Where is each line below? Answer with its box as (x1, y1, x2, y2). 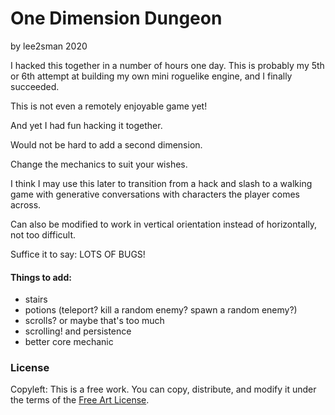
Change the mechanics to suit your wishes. (10, 158, 188, 170)
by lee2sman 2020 (10, 40, 88, 52)
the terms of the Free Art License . (10, 394, 150, 406)
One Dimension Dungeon (10, 7, 223, 30)
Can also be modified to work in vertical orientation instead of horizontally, (10, 218, 318, 230)
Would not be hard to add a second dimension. (10, 138, 203, 151)
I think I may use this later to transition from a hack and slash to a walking (10, 177, 313, 189)
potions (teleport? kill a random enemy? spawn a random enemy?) (24, 304, 298, 316)
